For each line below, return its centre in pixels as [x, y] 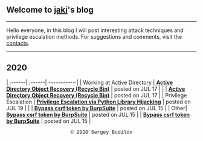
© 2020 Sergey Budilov [101, 132]
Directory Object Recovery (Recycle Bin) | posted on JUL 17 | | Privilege [97, 95]
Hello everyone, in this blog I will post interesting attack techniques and [95, 30]
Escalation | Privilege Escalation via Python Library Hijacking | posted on [99, 102]
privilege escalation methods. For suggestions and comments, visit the [94, 36]
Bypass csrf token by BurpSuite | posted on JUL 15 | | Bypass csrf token [98, 114]
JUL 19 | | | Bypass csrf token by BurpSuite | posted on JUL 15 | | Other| [97, 108]
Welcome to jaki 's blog [50, 10]
